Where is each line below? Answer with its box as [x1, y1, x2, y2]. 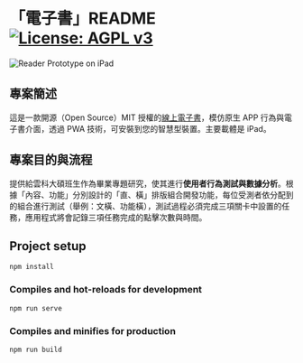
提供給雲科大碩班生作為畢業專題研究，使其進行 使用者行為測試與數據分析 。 [9, 178, 286, 189]
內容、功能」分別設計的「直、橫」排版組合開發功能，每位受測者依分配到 [24, 189, 294, 200]
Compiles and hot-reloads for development [9, 284, 203, 296]
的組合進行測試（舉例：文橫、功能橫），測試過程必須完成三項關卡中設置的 [9, 200, 282, 211]
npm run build [9, 345, 63, 354]
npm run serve [9, 303, 63, 312]
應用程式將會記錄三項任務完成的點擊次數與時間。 [24, 211, 207, 222]
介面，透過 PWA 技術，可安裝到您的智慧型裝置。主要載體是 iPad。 [24, 123, 272, 134]
